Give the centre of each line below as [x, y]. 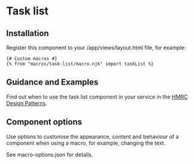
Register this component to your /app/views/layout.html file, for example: [96, 47]
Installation [28, 33]
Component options [44, 122]
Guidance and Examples [52, 82]
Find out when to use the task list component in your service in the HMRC [97, 97]
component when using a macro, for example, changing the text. [86, 143]
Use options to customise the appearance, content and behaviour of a [93, 136]
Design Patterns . [27, 103]
